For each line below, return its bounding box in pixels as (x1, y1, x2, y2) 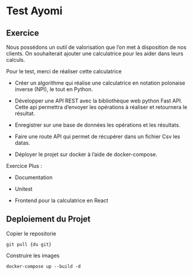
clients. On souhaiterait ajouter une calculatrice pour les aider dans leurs (6, 50, 183, 57)
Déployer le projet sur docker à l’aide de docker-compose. (14, 151, 157, 158)
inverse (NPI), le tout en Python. (14, 86, 93, 93)
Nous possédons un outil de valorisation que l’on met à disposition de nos (6, 43, 187, 51)
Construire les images (6, 252, 60, 259)
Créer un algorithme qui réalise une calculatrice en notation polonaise (14, 79, 185, 86)
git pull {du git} (6, 241, 52, 248)
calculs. (6, 57, 26, 63)
